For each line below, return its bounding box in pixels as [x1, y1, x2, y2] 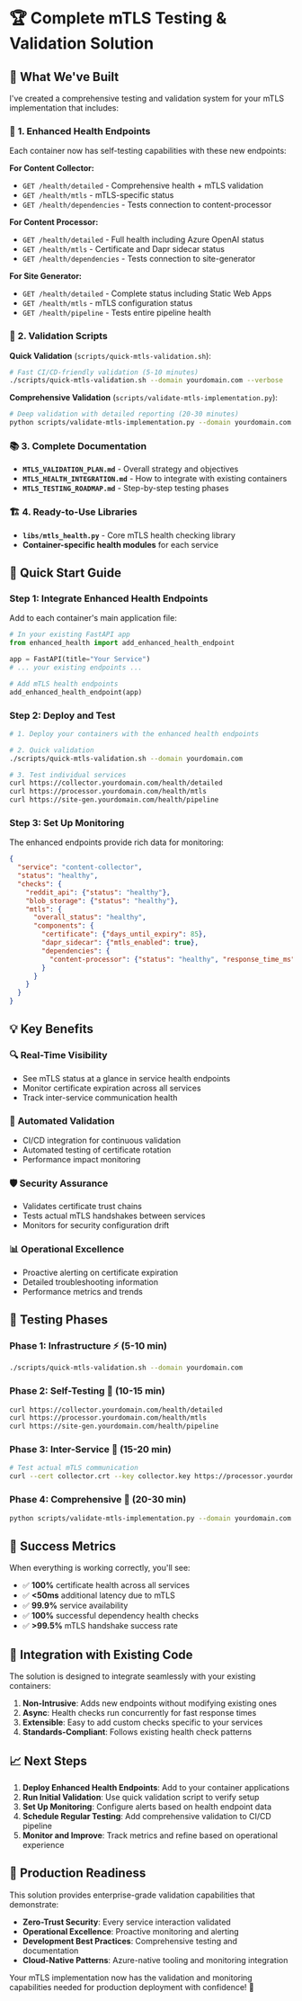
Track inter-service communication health [22, 1091, 178, 1103]
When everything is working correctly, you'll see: [9, 1563, 191, 1574]
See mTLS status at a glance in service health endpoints [22, 1072, 231, 1083]
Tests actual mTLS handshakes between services [22, 1210, 206, 1221]
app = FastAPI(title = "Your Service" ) [9, 655, 151, 664]
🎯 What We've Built [9, 69, 120, 85]
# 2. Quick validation [9, 745, 94, 755]
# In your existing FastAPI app [9, 630, 130, 640]
